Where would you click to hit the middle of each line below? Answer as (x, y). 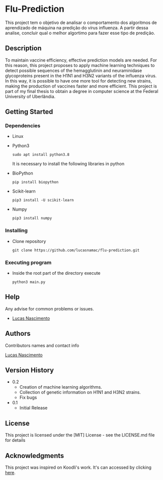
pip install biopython (35, 182)
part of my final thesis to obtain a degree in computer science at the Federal (82, 91)
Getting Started (29, 112)
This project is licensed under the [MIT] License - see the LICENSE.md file (80, 435)
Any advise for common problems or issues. (50, 308)
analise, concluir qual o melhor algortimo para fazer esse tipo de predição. (80, 33)
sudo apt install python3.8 (41, 155)
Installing (16, 231)
